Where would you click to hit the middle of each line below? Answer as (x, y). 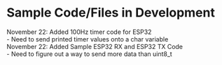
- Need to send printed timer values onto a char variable (88, 39)
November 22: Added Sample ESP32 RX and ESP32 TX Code (95, 46)
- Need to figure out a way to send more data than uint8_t (89, 54)
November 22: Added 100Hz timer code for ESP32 (79, 32)
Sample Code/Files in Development (111, 13)
